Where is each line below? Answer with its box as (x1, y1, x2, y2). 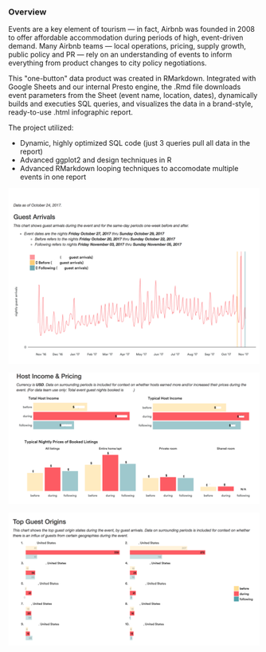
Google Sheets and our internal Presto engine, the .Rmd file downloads (8, 82, 241, 92)
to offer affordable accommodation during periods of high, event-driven (8, 33, 244, 42)
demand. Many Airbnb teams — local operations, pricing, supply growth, (8, 41, 247, 51)
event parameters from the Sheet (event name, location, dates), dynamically (8, 91, 258, 100)
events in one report (19, 172, 87, 182)
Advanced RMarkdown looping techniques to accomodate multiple (19, 164, 239, 174)
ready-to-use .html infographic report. (8, 107, 134, 117)
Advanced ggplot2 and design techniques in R (19, 155, 172, 165)
